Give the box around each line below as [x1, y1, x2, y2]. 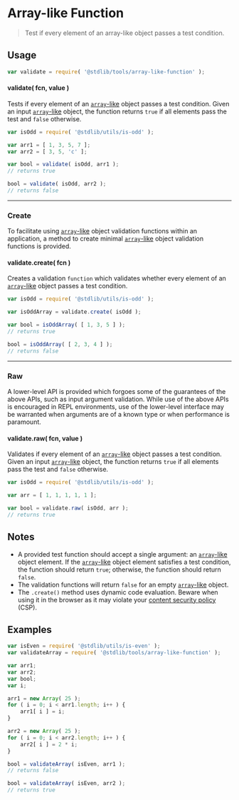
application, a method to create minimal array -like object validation [7, 234, 204, 243]
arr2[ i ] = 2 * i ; [20, 741, 78, 748]
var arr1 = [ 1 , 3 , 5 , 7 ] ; [7, 141, 91, 148]
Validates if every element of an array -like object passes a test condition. [7, 450, 222, 458]
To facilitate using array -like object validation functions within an [7, 227, 198, 236]
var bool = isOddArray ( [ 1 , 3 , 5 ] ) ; [7, 321, 126, 329]
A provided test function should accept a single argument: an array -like [17, 550, 228, 558]
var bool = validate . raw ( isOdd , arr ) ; [7, 505, 129, 512]
